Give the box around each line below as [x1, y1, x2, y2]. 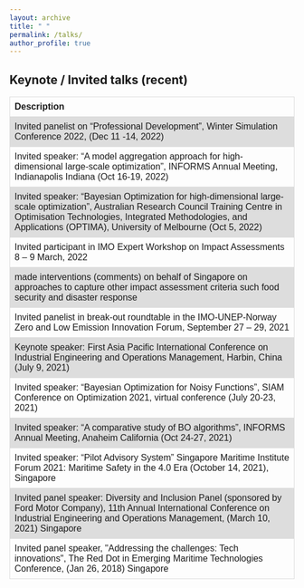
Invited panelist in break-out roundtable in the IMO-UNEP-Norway [14, 312, 278, 323]
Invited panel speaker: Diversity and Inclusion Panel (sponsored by [14, 493, 282, 504]
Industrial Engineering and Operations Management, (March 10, [14, 513, 271, 524]
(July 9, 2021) [14, 362, 70, 373]
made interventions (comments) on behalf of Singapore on [14, 272, 248, 283]
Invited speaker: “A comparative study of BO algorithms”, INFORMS [14, 422, 286, 433]
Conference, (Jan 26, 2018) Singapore [14, 564, 169, 574]
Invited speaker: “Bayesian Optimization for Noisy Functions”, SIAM [14, 382, 285, 393]
